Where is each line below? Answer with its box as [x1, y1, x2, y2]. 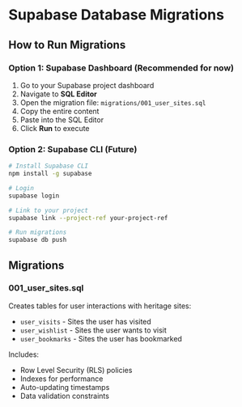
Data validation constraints [19, 391, 109, 401]
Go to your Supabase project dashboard [19, 80, 155, 90]
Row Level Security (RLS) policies [19, 365, 133, 375]
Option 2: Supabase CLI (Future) [8, 143, 138, 155]
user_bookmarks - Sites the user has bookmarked [19, 333, 182, 343]
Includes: [8, 350, 39, 359]
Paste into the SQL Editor [19, 115, 104, 125]
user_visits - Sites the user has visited [19, 316, 151, 326]
